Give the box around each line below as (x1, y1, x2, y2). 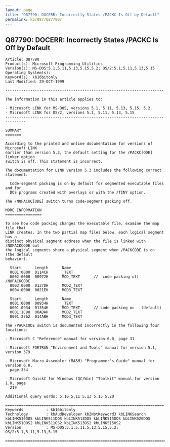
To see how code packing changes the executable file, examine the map (5, 221, 159, 226)
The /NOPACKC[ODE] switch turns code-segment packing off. (5, 199, 133, 204)
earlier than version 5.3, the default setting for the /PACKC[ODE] (5, 150, 153, 155)
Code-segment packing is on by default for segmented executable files (10, 181, 164, 187)
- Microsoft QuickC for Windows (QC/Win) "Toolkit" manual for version (5, 376, 159, 382)
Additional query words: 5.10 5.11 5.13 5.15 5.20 (5, 394, 114, 399)
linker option (5, 155, 35, 160)
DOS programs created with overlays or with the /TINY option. (10, 190, 146, 195)
